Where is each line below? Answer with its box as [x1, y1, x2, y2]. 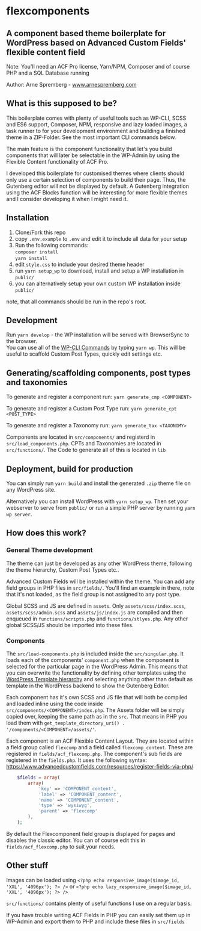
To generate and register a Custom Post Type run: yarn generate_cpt [6, 405, 177, 412]
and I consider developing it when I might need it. [6, 195, 128, 202]
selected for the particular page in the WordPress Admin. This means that [6, 663, 188, 670]
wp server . [6, 510, 32, 518]
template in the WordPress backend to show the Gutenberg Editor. [6, 682, 170, 690]
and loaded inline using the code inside [6, 700, 103, 708]
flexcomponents [6, 4, 90, 18]
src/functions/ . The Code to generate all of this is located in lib [6, 447, 166, 454]
